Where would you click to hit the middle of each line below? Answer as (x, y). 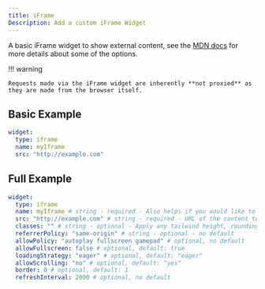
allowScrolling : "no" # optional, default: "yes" (98, 263)
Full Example (40, 179)
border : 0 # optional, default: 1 (72, 270)
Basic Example (45, 114)
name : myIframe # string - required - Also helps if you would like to (136, 212)
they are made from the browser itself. (76, 90)
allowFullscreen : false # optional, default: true (100, 248)
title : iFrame (32, 15)
